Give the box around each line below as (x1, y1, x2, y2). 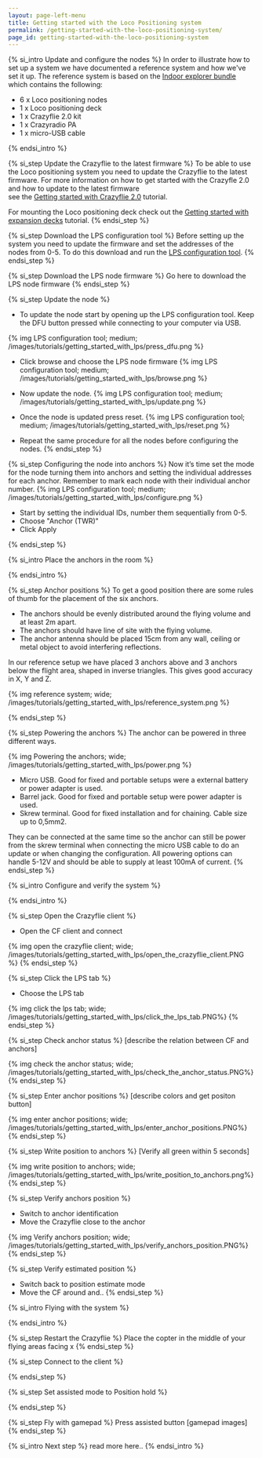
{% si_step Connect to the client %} (8, 1357, 124, 1366)
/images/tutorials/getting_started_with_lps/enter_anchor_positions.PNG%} (8, 1123, 248, 1132)
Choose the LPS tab (19, 989, 85, 998)
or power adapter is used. (19, 784, 104, 793)
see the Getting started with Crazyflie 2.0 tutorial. (8, 192, 168, 202)
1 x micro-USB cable (19, 129, 86, 138)
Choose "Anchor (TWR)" (19, 516, 100, 526)
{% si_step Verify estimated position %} (8, 1264, 137, 1274)
